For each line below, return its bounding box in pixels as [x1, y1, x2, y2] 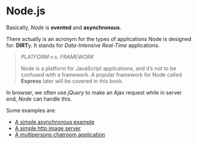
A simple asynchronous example [14, 118, 95, 126]
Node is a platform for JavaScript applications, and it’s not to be [20, 64, 177, 72]
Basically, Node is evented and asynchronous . [6, 24, 122, 31]
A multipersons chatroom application [14, 131, 106, 138]
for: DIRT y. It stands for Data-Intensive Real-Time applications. [6, 42, 160, 49]
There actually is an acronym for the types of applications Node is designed [6, 35, 192, 42]
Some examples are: [6, 107, 56, 114]
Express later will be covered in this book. [20, 77, 123, 84]
